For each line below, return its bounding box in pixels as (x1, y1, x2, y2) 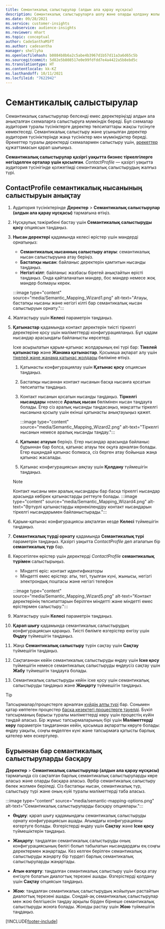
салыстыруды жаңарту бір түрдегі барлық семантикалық (12, 853, 134, 859)
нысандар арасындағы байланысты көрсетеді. (12, 334, 111, 340)
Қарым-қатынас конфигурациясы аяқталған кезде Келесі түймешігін (12, 519, 159, 524)
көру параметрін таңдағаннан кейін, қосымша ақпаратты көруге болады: (5, 722, 160, 728)
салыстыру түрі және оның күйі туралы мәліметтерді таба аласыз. (5, 789, 146, 794)
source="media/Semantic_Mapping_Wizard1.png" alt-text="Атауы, (12, 295, 148, 301)
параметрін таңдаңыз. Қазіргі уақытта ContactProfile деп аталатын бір (12, 538, 161, 544)
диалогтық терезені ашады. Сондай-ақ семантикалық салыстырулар (12, 893, 159, 899)
